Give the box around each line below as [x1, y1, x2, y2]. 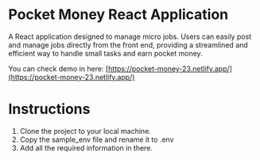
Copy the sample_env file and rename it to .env [19, 135, 174, 144]
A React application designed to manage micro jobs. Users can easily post [8, 32, 252, 41]
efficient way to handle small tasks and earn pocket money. [8, 48, 203, 58]
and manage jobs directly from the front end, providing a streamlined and [8, 40, 248, 49]
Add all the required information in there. [19, 143, 153, 152]
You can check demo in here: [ [8, 63, 109, 73]
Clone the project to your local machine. [19, 126, 151, 135]
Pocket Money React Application [8, 6, 229, 24]
